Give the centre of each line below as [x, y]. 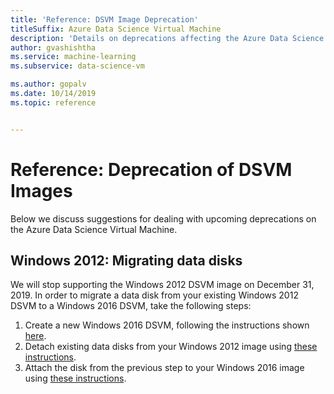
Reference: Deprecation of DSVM [151, 169]
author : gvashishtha [53, 47]
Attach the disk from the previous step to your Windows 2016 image [164, 368]
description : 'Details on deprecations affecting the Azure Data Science [167, 38]
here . [35, 336]
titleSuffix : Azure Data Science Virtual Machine [116, 29]
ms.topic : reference [53, 102]
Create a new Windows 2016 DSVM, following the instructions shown [167, 325]
